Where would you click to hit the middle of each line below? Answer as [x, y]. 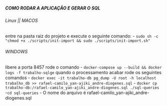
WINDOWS [16, 52]
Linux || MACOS [22, 20]
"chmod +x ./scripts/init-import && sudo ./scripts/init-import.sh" [78, 41]
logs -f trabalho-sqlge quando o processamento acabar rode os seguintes [83, 72]
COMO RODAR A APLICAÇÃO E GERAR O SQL [53, 8]
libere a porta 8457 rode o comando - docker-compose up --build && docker [83, 67]
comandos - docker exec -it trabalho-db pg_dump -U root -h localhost [81, 78]
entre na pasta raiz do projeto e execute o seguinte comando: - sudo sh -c [82, 36]
